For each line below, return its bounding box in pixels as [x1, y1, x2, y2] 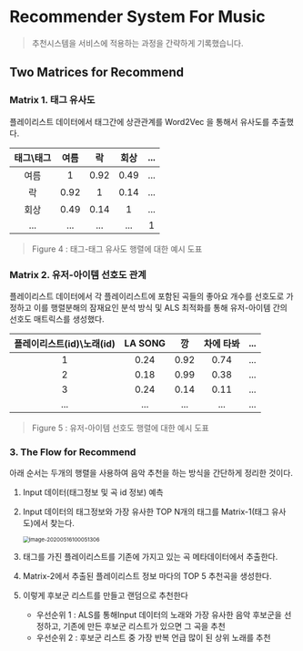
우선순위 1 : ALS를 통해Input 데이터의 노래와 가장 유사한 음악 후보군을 [35, 609, 282, 621]
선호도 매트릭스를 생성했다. [9, 313, 105, 325]
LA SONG [124, 336, 167, 349]
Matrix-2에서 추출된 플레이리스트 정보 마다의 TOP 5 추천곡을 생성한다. [22, 571, 272, 582]
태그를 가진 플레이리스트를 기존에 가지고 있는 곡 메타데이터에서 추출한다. [22, 552, 278, 563]
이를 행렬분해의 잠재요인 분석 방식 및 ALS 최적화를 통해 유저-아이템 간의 [33, 302, 288, 313]
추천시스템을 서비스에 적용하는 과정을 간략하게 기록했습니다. [31, 37, 244, 48]
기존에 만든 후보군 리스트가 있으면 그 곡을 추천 [63, 621, 226, 632]
